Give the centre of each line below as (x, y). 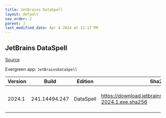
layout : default (22, 14)
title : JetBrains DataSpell (34, 10)
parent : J (15, 23)
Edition (85, 81)
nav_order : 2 (19, 19)
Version (17, 81)
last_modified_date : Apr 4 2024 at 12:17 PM (52, 28)
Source (12, 59)
